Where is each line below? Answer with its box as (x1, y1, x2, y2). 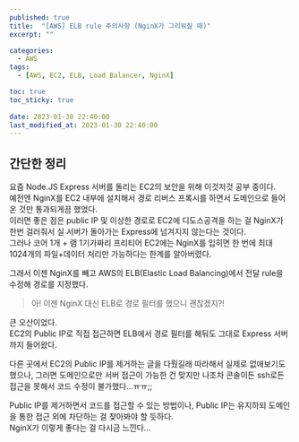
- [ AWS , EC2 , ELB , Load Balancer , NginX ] (17, 71, 175, 81)
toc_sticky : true (9, 95, 74, 104)
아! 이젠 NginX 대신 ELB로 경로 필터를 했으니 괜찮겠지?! (30, 298, 226, 309)
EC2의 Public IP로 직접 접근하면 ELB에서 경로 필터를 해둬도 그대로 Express (9, 328, 272, 339)
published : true (9, 13, 70, 22)
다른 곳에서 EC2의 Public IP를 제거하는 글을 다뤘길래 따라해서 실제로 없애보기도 (9, 359, 286, 369)
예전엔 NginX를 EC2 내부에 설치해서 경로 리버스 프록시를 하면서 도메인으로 (9, 193, 269, 204)
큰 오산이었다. (9, 317, 58, 328)
